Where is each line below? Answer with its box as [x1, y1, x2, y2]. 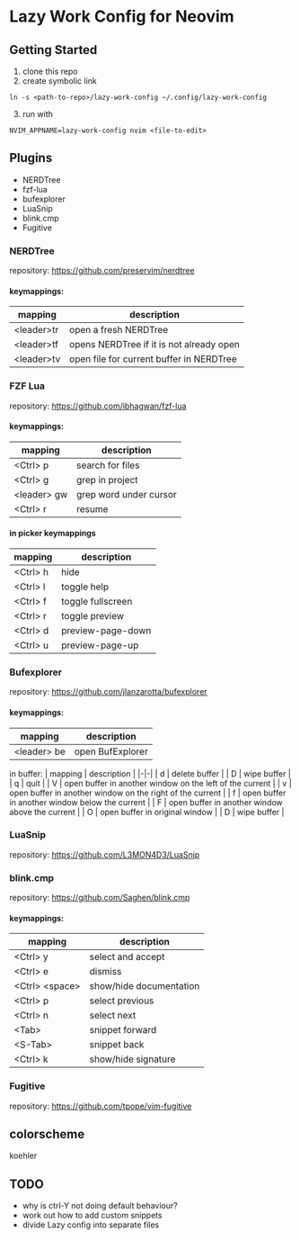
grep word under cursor [75, 488, 177, 500]
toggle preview [61, 610, 124, 623]
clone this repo [22, 66, 78, 76]
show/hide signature [89, 1053, 176, 1065]
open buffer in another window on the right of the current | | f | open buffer [9, 787, 287, 798]
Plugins [9, 150, 53, 166]
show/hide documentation [89, 980, 200, 992]
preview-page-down [61, 624, 152, 637]
